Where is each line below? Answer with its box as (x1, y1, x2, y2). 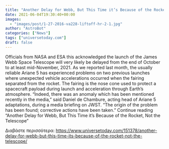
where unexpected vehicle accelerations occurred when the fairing (5, 75, 144, 81)
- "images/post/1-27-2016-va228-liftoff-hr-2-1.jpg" (10, 21, 123, 27)
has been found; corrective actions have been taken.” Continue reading (5, 107, 153, 113)
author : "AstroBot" (5, 26, 46, 31)
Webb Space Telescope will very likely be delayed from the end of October (5, 59, 160, 65)
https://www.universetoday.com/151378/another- (55, 127, 157, 133)
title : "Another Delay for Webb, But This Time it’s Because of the (5, 7, 152, 13)
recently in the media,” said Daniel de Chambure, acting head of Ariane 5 (5, 96, 156, 102)
